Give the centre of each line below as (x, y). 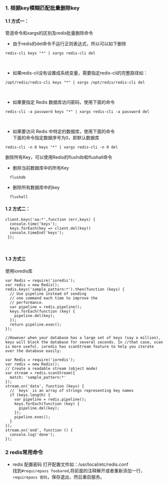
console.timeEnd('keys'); (37, 233)
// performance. (27, 302)
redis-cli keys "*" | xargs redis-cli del (50, 53)
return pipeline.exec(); (36, 325)
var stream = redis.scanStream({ (40, 373)
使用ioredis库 (19, 271)
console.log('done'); (32, 434)
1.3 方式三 (16, 259)
